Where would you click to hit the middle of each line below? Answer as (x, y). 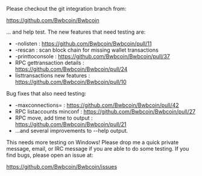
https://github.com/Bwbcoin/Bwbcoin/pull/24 (71, 69)
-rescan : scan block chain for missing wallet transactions (87, 50)
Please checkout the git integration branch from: (66, 9)
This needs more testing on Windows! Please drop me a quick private (93, 142)
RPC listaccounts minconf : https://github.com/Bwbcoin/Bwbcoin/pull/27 (105, 111)
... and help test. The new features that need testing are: (76, 32)
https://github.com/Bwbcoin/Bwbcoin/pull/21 (71, 124)
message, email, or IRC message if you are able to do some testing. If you (98, 149)
